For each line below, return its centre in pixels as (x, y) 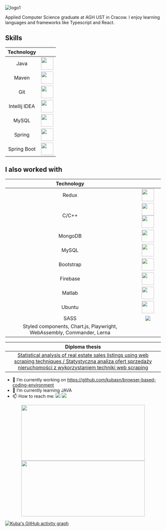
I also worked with (34, 170)
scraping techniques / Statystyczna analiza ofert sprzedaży (83, 361)
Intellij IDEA (22, 106)
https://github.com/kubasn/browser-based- (112, 379)
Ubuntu (70, 307)
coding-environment (33, 385)
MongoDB (70, 236)
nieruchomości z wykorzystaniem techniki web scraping (83, 368)
